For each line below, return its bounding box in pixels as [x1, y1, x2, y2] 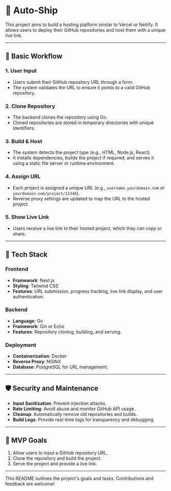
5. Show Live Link [5, 214, 49, 221]
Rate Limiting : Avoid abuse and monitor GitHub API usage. [12, 406, 136, 412]
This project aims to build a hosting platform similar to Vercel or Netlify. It [5, 21, 158, 28]
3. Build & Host [5, 137, 42, 145]
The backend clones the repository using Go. [12, 114, 108, 120]
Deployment [5, 341, 37, 348]
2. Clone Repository [5, 102, 55, 109]
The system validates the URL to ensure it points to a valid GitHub [12, 84, 151, 90]
